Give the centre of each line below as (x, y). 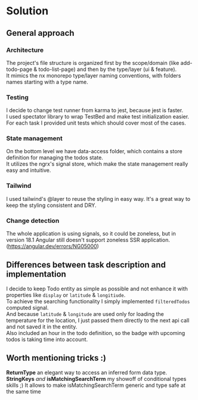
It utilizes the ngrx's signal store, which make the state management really (97, 164)
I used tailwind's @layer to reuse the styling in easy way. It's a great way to (98, 199)
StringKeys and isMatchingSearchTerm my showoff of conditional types (96, 379)
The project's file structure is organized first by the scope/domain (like (93, 63)
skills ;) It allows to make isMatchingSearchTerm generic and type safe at (96, 385)
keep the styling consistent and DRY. (51, 205)
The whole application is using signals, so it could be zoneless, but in (91, 234)
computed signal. (27, 308)
